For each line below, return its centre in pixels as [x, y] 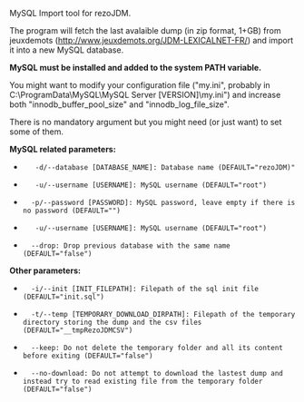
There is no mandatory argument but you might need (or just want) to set [146, 122]
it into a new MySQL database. [67, 50]
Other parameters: [45, 270]
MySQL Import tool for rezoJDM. [70, 13]
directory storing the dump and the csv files [112, 322]
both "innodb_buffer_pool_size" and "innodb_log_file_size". [119, 104]
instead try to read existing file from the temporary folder [142, 381]
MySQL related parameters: [63, 149]
